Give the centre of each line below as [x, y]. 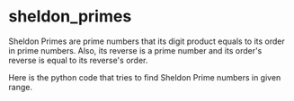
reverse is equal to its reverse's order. [78, 60]
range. [21, 87]
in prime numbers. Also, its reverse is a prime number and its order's [135, 50]
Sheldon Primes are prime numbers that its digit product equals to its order [147, 41]
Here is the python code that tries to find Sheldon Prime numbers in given [145, 77]
